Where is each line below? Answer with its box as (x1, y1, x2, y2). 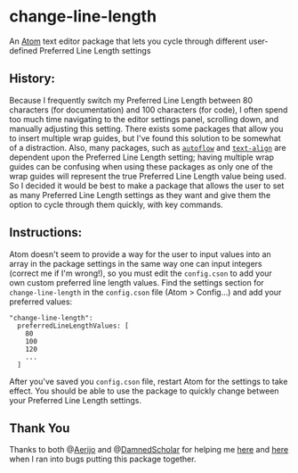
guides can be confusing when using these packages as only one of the (9, 161, 273, 171)
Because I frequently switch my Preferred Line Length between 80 (9, 95, 254, 105)
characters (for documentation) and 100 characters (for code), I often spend (9, 104, 288, 115)
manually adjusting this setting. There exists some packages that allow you (9, 123, 284, 134)
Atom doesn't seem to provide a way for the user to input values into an (9, 248, 271, 260)
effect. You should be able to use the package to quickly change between (9, 386, 279, 396)
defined (9, 45, 38, 55)
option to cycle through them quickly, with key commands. (9, 199, 224, 210)
